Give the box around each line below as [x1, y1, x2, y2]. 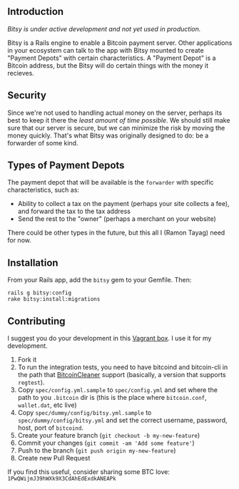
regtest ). [17, 378, 45, 387]
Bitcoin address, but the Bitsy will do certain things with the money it [7, 61, 209, 70]
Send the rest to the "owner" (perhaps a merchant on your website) [17, 215, 216, 223]
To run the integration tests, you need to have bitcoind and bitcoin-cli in [17, 363, 228, 371]
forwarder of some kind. [7, 138, 78, 147]
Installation [7, 257, 59, 269]
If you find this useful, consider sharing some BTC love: [7, 468, 170, 476]
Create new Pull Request [17, 454, 91, 463]
